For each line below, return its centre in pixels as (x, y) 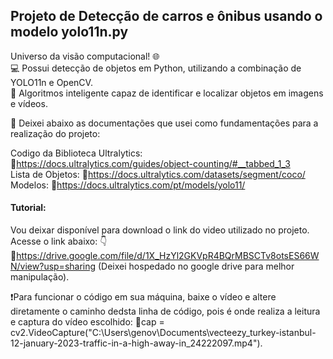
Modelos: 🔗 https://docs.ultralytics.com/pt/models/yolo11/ (128, 185)
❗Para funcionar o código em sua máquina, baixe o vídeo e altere (143, 297)
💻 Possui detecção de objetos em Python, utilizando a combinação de (156, 68)
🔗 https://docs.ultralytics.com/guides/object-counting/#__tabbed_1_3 (150, 163)
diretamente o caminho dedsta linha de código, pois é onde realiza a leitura (165, 311)
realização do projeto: (55, 133)
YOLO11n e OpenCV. (51, 82)
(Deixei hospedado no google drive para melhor (196, 266)
